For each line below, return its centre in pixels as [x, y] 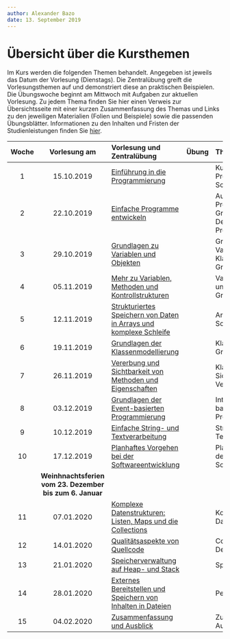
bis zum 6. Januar [73, 493]
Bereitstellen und [138, 589]
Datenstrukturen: [138, 513]
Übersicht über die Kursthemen [99, 54]
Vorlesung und [136, 148]
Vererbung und [135, 363]
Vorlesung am [73, 152]
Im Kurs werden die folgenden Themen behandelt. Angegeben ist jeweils [110, 73]
